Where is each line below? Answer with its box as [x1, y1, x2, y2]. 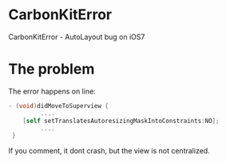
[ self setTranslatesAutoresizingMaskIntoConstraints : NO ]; [22, 117, 220, 125]
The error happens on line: [8, 86, 96, 96]
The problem [8, 60, 95, 78]
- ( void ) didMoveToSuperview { [8, 101, 109, 109]
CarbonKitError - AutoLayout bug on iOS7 [8, 32, 145, 42]
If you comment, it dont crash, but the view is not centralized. [8, 146, 210, 156]
